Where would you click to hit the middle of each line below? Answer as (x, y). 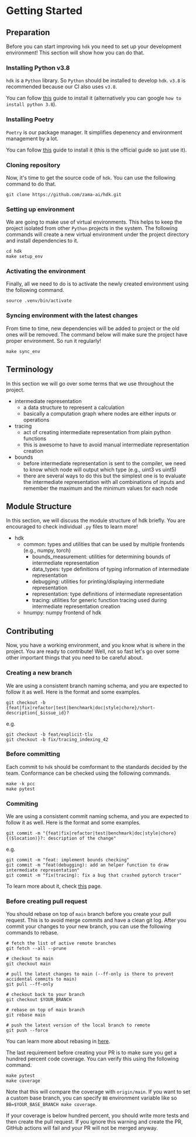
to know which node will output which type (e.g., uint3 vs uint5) (100, 469)
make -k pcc (20, 784)
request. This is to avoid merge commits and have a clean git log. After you (96, 920)
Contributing (30, 631)
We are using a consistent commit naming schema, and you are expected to (97, 816)
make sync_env (23, 351)
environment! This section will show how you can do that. (75, 53)
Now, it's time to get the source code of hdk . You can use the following (91, 177)
